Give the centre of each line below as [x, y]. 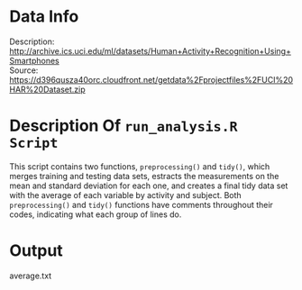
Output [36, 251]
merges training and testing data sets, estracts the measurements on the [144, 176]
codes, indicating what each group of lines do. [96, 214]
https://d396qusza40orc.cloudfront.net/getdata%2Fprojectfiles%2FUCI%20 [151, 79]
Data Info [44, 17]
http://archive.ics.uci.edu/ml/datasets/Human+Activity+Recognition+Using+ [150, 50]
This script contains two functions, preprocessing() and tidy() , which [140, 166]
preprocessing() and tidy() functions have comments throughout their [141, 204]
